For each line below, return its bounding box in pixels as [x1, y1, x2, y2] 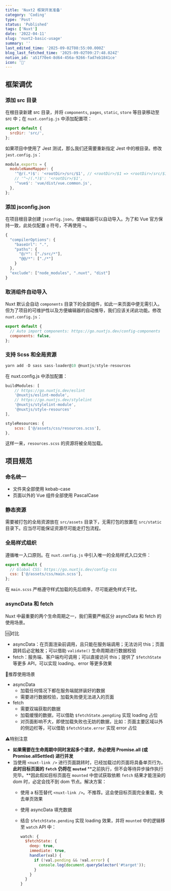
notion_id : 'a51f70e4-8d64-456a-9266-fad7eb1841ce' [5, 55, 117, 60]
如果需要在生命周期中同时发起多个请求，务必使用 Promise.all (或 [12, 746, 148, 752]
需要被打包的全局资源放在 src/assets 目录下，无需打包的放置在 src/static [5, 519, 162, 525]
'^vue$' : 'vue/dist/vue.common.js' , [14, 181, 93, 186]
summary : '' [5, 41, 31, 46]
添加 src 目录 [5, 97, 37, 104]
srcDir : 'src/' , [10, 130, 44, 135]
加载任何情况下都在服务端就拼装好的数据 [20, 687, 105, 693]
